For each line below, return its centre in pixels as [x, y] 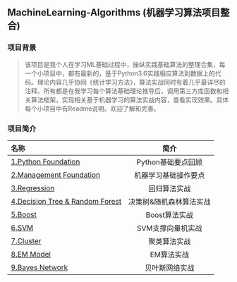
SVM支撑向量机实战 [169, 228]
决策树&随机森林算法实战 [169, 202]
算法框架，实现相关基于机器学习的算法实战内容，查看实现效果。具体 [130, 99]
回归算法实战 [169, 188]
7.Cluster [26, 240]
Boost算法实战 [170, 215]
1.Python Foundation [45, 161]
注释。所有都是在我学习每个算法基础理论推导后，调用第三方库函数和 [123, 91]
